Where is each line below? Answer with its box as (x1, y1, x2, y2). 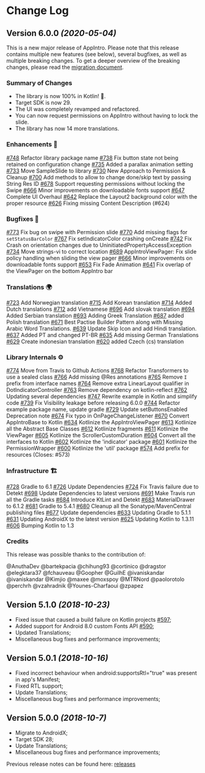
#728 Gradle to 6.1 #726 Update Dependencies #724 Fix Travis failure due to (6, 483, 200, 490)
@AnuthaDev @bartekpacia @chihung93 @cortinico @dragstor (6, 563, 167, 570)
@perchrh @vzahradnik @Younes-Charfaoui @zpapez (6, 582, 144, 590)
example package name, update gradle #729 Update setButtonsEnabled (6, 406, 188, 413)
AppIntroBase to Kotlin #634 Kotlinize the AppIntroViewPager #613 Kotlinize (6, 419, 197, 426)
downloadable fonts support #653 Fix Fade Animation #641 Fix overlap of (6, 260, 191, 268)
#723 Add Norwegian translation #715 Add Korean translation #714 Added (6, 299, 192, 307)
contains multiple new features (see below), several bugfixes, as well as (6, 51, 187, 58)
